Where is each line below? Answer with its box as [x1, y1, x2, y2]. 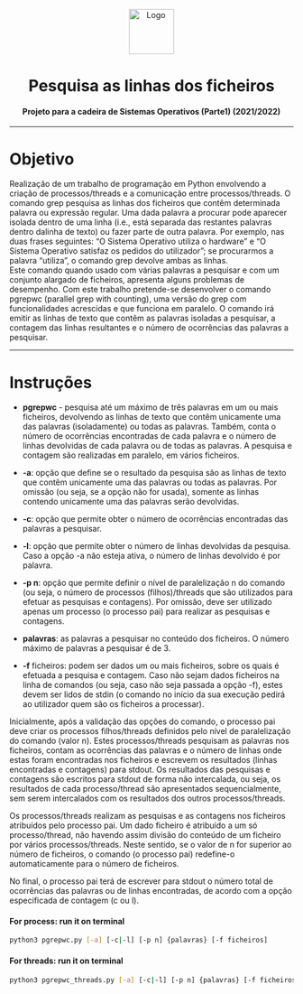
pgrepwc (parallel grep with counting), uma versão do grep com [9, 293, 247, 304]
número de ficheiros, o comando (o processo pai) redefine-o [9, 849, 235, 859]
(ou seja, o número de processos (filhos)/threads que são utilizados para [22, 587, 293, 598]
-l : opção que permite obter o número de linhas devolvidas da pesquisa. [22, 541, 291, 552]
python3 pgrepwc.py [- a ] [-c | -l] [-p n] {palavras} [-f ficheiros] [9, 935, 269, 945]
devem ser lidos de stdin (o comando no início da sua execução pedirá [22, 689, 286, 700]
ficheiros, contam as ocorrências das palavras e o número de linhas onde [9, 745, 282, 756]
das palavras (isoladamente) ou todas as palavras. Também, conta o [22, 421, 277, 432]
